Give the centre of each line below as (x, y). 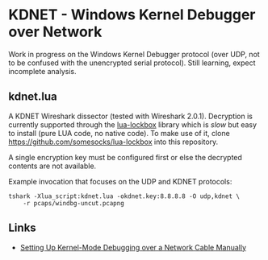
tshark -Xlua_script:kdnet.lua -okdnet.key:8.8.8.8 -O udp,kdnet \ (124, 196)
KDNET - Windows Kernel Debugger (132, 15)
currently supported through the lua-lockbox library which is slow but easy (132, 124)
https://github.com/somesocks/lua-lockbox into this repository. (113, 142)
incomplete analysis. (42, 71)
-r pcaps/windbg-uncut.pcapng (74, 203)
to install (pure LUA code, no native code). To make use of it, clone (119, 133)
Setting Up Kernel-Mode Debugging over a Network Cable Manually (133, 247)
